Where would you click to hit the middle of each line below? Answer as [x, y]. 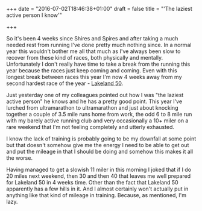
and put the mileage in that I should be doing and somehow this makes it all [100, 151]
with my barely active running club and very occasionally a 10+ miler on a [97, 121]
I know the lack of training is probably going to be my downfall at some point [101, 139]
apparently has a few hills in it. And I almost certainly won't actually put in [97, 189]
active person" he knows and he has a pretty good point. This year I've [94, 101]
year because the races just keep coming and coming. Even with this [92, 71]
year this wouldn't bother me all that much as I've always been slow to [93, 51]
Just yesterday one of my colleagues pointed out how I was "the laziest [95, 95]
